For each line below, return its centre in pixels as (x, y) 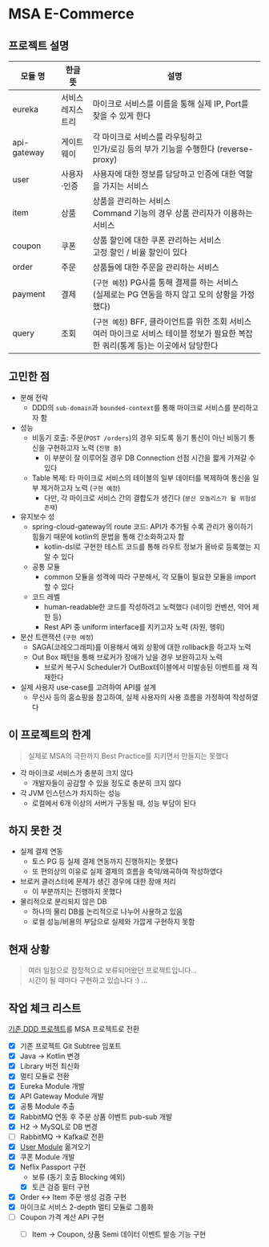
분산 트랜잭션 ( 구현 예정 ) (57, 637)
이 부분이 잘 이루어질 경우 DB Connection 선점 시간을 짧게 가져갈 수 (150, 458)
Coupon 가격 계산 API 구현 (62, 1217)
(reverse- (235, 149)
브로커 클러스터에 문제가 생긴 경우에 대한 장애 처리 (98, 882)
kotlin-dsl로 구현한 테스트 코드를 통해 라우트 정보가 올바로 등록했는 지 (152, 546)
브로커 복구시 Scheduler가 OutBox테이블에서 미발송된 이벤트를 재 (147, 666)
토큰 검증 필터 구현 (61, 1187)
